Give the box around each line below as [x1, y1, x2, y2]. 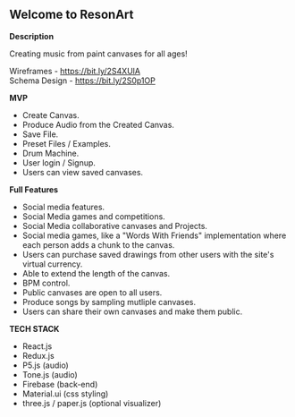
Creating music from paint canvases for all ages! [9, 48, 188, 59]
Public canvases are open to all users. [21, 286, 163, 298]
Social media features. [21, 201, 105, 212]
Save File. [21, 129, 59, 140]
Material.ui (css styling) [21, 388, 109, 399]
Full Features [9, 183, 59, 195]
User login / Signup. [21, 157, 97, 168]
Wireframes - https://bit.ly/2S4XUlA [9, 65, 141, 76]
